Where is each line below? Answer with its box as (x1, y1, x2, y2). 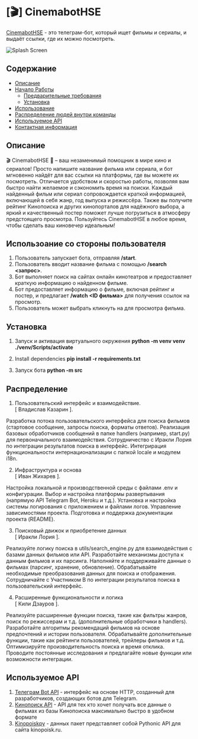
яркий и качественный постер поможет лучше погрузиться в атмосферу (6, 209, 191, 216)
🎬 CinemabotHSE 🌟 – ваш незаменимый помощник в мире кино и (6, 157, 171, 164)
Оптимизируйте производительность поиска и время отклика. (6, 643, 165, 650)
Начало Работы (14, 86, 54, 93)
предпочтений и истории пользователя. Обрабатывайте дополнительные (6, 631, 192, 637)
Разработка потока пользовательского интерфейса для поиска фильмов (6, 417, 190, 424)
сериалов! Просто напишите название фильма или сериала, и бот (6, 165, 173, 172)
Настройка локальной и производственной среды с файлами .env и (6, 484, 178, 491)
